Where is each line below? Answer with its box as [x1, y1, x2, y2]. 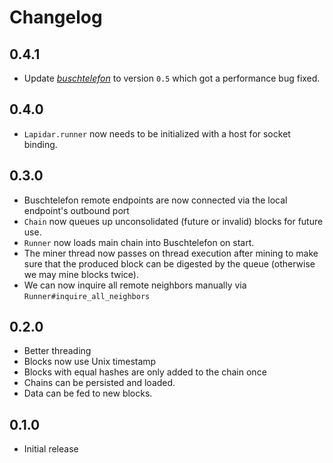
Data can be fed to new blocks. [23, 387, 153, 400]
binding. [23, 138, 58, 150]
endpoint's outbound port [23, 204, 130, 216]
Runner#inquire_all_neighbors [23, 291, 151, 301]
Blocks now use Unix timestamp [23, 356, 157, 368]
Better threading [23, 345, 92, 357]
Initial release [23, 443, 79, 455]
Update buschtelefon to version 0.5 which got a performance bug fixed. [23, 72, 321, 84]
